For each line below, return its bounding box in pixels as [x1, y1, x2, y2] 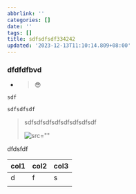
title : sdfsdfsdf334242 [7, 36, 76, 43]
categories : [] [7, 17, 51, 23]
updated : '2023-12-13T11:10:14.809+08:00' [7, 42, 131, 49]
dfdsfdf [7, 145, 28, 153]
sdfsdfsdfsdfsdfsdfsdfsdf [23, 118, 97, 126]
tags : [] [7, 29, 32, 37]
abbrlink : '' [7, 10, 45, 17]
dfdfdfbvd [7, 65, 42, 75]
